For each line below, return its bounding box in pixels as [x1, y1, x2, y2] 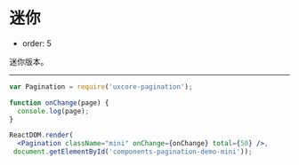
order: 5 [21, 37, 52, 49]
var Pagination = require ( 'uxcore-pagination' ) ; [9, 82, 193, 91]
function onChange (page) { [9, 98, 109, 107]
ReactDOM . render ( [9, 130, 74, 140]
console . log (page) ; [17, 106, 90, 115]
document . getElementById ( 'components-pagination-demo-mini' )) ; [12, 147, 253, 156]
